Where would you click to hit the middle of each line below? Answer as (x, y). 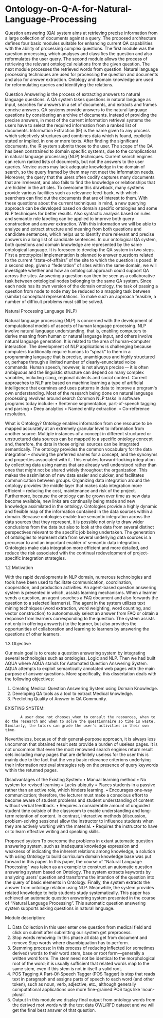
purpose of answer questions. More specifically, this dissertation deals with (81, 673)
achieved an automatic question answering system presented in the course (80, 898)
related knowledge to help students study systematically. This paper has (78, 893)
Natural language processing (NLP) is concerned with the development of (79, 320)
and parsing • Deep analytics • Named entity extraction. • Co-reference (77, 408)
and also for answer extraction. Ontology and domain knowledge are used (79, 80)
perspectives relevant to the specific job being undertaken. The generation (80, 532)
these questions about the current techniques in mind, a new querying (75, 203)
